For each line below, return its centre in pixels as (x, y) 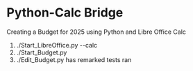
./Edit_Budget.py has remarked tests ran (74, 59)
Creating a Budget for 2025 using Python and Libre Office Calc (96, 32)
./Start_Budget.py (42, 52)
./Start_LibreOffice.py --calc (57, 45)
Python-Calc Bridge (65, 13)
